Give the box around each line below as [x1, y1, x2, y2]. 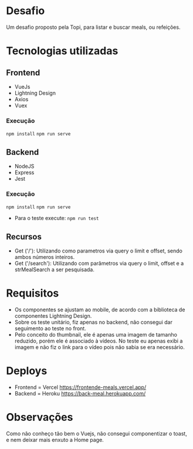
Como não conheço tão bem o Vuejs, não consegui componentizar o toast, [6, 430, 188, 437]
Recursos [6, 231, 42, 242]
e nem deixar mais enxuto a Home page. [6, 436, 104, 443]
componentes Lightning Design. [14, 312, 92, 320]
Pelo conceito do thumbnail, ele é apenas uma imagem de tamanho [14, 331, 178, 338]
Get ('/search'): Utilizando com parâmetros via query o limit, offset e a [14, 260, 184, 267]
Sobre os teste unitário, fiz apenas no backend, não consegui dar [14, 319, 173, 326]
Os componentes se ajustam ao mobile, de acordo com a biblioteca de [14, 306, 185, 313]
